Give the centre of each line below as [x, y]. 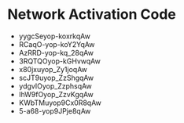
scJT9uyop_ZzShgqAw [56, 78]
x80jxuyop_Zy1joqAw [53, 69]
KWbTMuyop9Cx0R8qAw [60, 103]
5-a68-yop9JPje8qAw [55, 110]
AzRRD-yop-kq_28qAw [56, 52]
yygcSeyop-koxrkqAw [55, 36]
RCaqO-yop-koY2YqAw [57, 44]
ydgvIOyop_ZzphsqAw [55, 86]
